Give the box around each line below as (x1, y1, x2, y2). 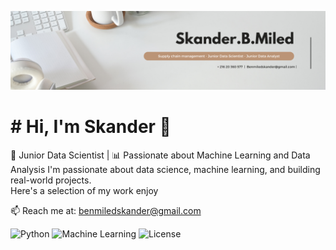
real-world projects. (10, 174, 92, 186)
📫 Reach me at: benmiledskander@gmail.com (10, 204, 202, 216)
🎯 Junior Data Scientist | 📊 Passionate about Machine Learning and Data (10, 149, 311, 161)
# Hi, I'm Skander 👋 (10, 116, 172, 138)
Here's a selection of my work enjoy (10, 184, 159, 196)
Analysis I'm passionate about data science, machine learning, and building (10, 163, 321, 175)
